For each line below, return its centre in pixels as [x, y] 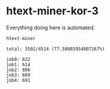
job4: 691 [18, 80]
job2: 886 [18, 70]
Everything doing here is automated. [51, 27]
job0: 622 [18, 59]
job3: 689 [18, 75]
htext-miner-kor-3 [52, 11]
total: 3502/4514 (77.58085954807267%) [56, 49]
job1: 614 [18, 65]
